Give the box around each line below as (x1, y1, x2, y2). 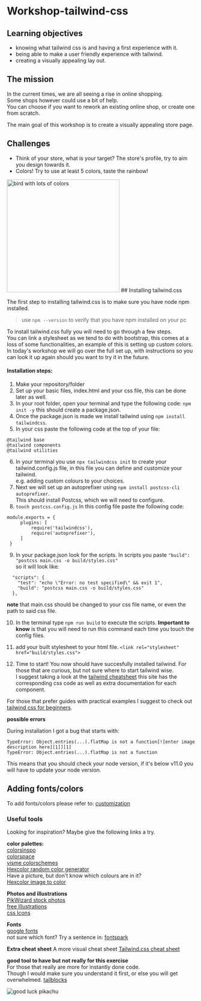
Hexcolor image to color (7, 878, 67, 885)
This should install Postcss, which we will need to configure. (15, 496, 164, 504)
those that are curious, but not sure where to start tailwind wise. (15, 667, 174, 674)
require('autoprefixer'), (31, 530, 96, 536)
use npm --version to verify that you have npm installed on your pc (21, 316, 187, 323)
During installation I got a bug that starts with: (7, 727, 119, 735)
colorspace (7, 852, 35, 860)
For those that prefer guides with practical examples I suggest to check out (7, 697, 193, 704)
